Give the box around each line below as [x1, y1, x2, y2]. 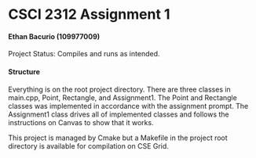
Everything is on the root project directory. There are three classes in [8, 84, 232, 94]
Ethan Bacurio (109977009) [8, 31, 101, 41]
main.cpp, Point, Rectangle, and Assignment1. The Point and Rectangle [8, 92, 237, 102]
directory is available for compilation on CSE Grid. [8, 141, 169, 150]
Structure [8, 66, 41, 76]
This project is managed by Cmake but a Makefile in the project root [8, 133, 228, 142]
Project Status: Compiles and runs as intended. [8, 49, 160, 59]
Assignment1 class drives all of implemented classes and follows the [8, 110, 229, 119]
